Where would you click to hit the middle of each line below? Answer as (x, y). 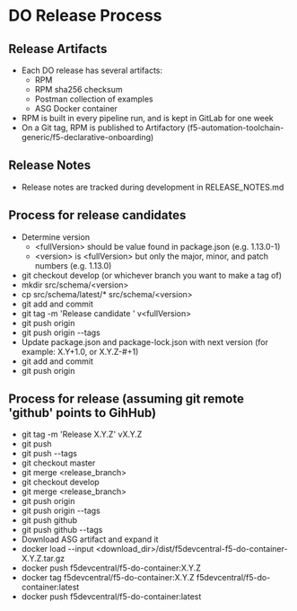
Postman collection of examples (94, 99)
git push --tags (49, 454)
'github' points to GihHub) (83, 413)
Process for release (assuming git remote (126, 399)
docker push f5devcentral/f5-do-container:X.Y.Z (111, 568)
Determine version (56, 237)
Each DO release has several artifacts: (92, 70)
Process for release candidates (97, 215)
